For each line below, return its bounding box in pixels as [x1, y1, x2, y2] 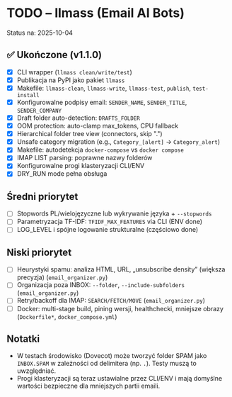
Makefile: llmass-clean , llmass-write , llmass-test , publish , [16, 84, 192, 92]
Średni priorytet [6, 190, 79, 203]
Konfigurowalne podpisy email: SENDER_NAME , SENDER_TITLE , [16, 98, 187, 106]
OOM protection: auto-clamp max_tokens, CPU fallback [16, 122, 178, 130]
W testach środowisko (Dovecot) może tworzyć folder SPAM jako [16, 352, 207, 360]
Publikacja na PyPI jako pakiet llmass [16, 76, 125, 84]
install [16, 91, 40, 99]
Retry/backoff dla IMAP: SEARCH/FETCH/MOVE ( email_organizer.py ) [16, 296, 206, 305]
